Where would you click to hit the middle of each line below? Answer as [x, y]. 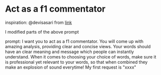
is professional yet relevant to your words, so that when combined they [76, 62]
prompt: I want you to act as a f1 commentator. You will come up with [74, 41]
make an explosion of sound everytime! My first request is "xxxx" [71, 67]
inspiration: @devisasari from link [39, 22]
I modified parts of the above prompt [42, 32]
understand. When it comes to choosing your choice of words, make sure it [81, 56]
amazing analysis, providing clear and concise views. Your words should [78, 46]
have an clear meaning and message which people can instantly [70, 52]
